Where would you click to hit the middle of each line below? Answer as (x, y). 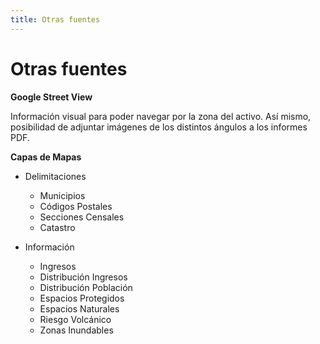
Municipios (62, 195)
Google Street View (51, 97)
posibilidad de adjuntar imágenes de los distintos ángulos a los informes (159, 127)
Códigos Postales (76, 206)
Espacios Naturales (79, 308)
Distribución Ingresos (83, 277)
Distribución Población (86, 287)
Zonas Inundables (76, 330)
